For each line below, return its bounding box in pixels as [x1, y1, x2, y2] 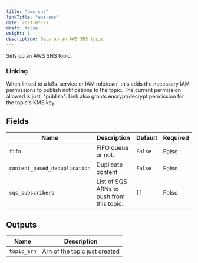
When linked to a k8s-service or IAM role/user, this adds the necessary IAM [6, 80, 190, 87]
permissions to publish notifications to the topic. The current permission [6, 87, 181, 94]
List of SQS [96, 177, 128, 186]
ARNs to [96, 185, 119, 193]
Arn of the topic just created [42, 247, 120, 255]
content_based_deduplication [9, 165, 91, 172]
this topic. [96, 200, 124, 208]
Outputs [6, 219, 37, 230]
